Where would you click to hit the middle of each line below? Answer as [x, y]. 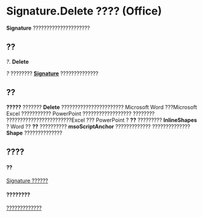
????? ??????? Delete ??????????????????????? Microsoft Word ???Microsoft [102, 107]
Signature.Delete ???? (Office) [84, 11]
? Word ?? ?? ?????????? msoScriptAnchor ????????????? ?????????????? [98, 126]
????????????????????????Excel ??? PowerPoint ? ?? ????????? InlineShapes [102, 120]
